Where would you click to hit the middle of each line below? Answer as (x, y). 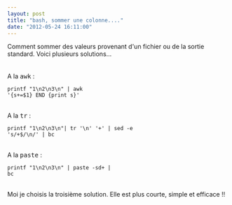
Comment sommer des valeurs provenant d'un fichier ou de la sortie (106, 47)
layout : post (26, 14)
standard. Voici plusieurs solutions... (60, 54)
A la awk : (21, 76)
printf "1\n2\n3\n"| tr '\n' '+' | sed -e (70, 129)
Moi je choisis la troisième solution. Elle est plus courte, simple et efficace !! (116, 195)
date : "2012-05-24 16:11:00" (50, 27)
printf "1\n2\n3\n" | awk (45, 89)
